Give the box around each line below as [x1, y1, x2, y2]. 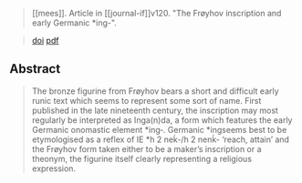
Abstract [9, 61, 61, 76]
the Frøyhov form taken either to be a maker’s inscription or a [31, 143, 262, 154]
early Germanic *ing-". [31, 17, 117, 28]
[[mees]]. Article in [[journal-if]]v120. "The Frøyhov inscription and [31, 8, 282, 18]
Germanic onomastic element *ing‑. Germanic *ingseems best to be [31, 124, 287, 135]
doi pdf [31, 36, 59, 46]
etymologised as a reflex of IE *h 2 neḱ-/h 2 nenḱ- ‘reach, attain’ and [31, 134, 290, 145]
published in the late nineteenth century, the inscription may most [31, 105, 278, 116]
